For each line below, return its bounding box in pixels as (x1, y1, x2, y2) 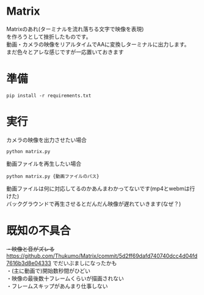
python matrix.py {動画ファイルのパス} (6, 173, 100, 179)
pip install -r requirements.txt (6, 92, 92, 99)
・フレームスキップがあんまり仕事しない (6, 282, 108, 289)
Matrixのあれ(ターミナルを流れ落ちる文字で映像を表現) (6, 25, 144, 32)
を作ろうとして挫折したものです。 (6, 32, 92, 40)
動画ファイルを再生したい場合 (6, 160, 81, 167)
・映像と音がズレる (6, 245, 55, 252)
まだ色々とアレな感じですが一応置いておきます (6, 48, 124, 56)
